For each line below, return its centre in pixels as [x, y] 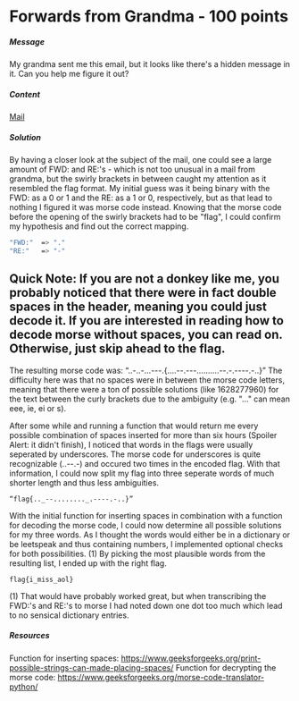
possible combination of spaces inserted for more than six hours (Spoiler [143, 435]
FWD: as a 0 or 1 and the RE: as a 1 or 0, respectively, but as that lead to [141, 198]
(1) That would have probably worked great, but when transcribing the [138, 595]
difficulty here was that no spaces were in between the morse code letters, [147, 380]
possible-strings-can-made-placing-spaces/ [91, 667]
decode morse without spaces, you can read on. [146, 335]
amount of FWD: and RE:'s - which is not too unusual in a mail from [133, 169]
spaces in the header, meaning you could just [138, 307]
